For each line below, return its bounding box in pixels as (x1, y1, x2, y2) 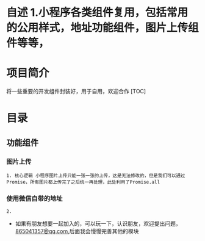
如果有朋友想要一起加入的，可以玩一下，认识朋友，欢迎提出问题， (15, 220, 181, 228)
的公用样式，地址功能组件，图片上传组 (6, 21, 200, 35)
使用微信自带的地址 (6, 194, 63, 203)
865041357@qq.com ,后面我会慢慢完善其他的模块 (15, 228, 139, 235)
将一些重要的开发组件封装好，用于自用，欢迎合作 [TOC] (6, 88, 146, 95)
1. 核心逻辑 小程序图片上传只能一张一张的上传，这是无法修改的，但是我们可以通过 (6, 173, 185, 179)
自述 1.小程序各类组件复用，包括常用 (6, 5, 189, 20)
